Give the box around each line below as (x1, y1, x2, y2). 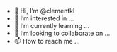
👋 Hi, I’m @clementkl (13, 7, 75, 15)
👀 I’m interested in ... (13, 14, 74, 22)
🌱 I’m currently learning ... (13, 22, 90, 30)
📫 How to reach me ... (13, 37, 80, 45)
